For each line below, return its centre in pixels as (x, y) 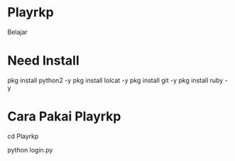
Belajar (18, 32)
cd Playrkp (23, 136)
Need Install (43, 61)
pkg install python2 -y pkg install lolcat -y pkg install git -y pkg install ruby (115, 80)
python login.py (30, 150)
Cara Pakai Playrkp (64, 117)
